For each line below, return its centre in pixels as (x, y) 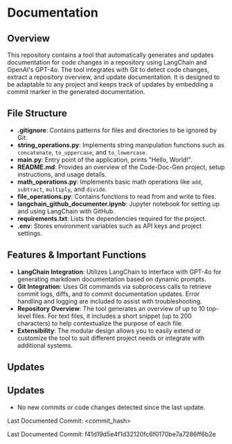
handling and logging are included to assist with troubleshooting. (109, 301)
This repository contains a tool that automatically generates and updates (110, 55)
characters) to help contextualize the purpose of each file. (100, 323)
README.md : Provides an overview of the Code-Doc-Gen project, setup (121, 167)
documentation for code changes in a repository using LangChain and (107, 62)
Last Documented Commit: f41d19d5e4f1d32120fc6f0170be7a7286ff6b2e (112, 434)
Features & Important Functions (77, 255)
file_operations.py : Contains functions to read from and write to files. (117, 196)
